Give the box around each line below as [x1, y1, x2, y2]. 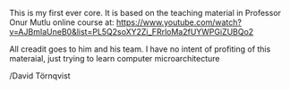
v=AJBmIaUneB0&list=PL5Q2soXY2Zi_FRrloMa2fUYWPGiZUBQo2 [9, 27, 254, 37]
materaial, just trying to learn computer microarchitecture [9, 53, 220, 63]
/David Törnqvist [9, 70, 71, 81]
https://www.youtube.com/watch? [115, 17, 242, 28]
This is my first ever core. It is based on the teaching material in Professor [9, 8, 282, 18]
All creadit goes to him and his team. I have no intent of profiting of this [9, 44, 271, 54]
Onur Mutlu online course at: [9, 17, 115, 28]
